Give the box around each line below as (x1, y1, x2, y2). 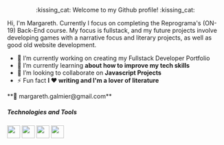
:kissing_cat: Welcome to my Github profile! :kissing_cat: (36, 6, 195, 14)
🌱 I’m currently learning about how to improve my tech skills (16, 62, 190, 69)
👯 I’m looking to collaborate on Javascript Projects (16, 68, 161, 77)
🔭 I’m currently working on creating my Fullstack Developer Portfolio (16, 54, 210, 62)
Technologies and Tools (7, 107, 77, 116)
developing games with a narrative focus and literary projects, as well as (7, 34, 212, 42)
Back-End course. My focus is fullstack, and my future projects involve (16, 27, 218, 34)
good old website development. (7, 41, 97, 49)
